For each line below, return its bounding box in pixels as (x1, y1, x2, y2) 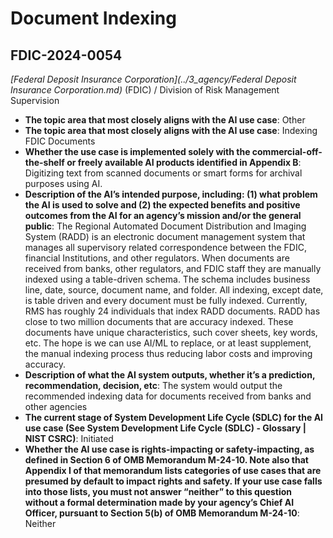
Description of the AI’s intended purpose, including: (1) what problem (24, 188, 318, 200)
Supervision (10, 95, 60, 106)
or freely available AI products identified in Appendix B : (66, 157, 302, 168)
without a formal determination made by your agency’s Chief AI (24, 497, 295, 508)
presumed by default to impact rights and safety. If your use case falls (24, 475, 323, 487)
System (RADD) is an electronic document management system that (24, 231, 306, 242)
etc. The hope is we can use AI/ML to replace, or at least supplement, (24, 337, 312, 349)
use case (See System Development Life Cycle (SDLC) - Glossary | (24, 422, 307, 434)
